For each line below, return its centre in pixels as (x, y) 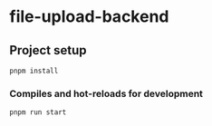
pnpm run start (38, 112)
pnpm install (34, 71)
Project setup (48, 50)
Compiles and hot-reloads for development (106, 93)
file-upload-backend (89, 17)
